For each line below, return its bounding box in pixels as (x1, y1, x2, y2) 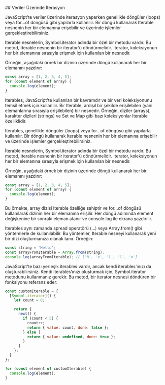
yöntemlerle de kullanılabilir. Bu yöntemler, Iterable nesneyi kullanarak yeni (5, 231, 156, 236)
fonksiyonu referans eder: (5, 279, 58, 285)
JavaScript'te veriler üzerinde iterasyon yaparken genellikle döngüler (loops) (5, 14, 161, 20)
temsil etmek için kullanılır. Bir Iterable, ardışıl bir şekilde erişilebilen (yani (5, 102, 153, 108)
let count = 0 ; (14, 298, 45, 303)
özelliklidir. (5, 118, 27, 124)
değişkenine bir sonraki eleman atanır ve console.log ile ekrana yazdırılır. (5, 216, 153, 222)
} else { (23, 330, 41, 335)
